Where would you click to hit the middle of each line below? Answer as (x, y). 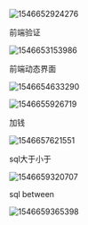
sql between (32, 194)
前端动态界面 (32, 69)
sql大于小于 (30, 159)
